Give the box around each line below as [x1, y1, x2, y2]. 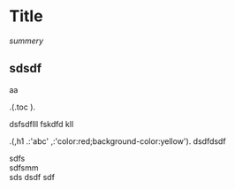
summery [9, 35, 44, 46]
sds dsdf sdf [9, 171, 56, 182]
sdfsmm [9, 162, 39, 173]
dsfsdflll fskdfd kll [9, 118, 74, 129]
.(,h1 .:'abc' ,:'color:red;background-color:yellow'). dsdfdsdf [9, 135, 227, 147]
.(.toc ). [9, 102, 36, 112]
